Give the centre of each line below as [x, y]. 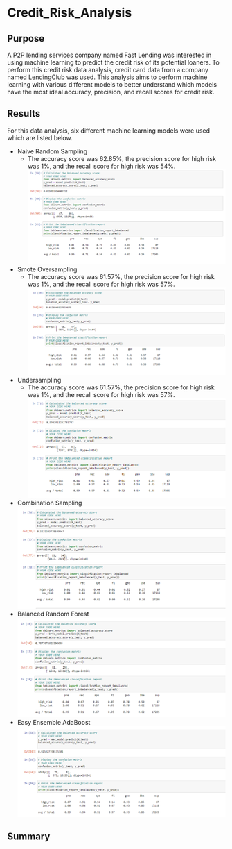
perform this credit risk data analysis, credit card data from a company [108, 70]
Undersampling [39, 380]
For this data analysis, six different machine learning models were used [108, 131]
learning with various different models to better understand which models [112, 84]
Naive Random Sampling [52, 151]
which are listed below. [40, 137]
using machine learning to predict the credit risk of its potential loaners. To [113, 62]
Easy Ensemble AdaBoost [54, 723]
